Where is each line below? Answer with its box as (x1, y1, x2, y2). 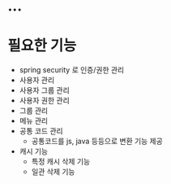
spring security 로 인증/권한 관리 (19, 65, 125, 75)
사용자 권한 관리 (19, 95, 70, 106)
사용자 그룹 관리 (19, 85, 70, 95)
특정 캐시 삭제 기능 (31, 156, 91, 167)
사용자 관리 (19, 75, 55, 85)
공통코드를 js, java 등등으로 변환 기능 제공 (31, 136, 163, 147)
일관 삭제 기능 (31, 167, 75, 177)
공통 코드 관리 (19, 126, 63, 136)
